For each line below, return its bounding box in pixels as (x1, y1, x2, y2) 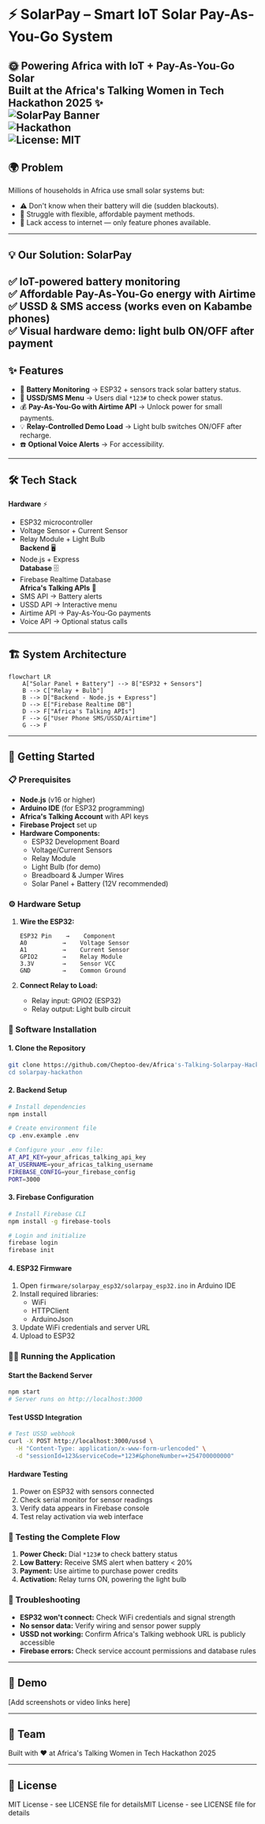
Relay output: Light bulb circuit (31, 1004, 132, 1014)
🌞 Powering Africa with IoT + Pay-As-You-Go (8, 59, 235, 73)
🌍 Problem (8, 160, 64, 174)
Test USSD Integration (8, 1412, 83, 1422)
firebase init (8, 1247, 55, 1254)
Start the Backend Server (8, 1371, 93, 1380)
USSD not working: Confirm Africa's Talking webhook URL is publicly (19, 1629, 246, 1638)
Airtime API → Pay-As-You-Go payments (19, 608, 151, 618)
